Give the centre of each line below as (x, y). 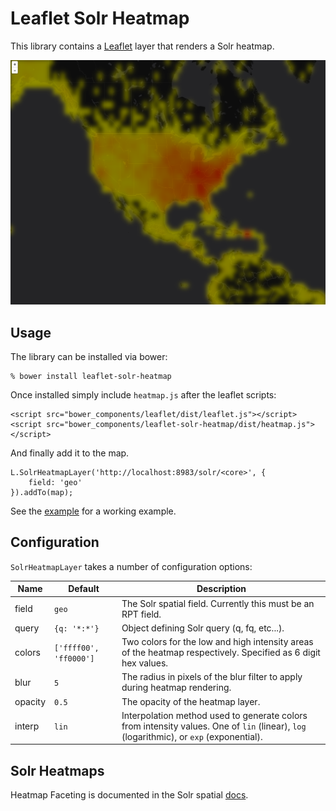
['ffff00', (77, 648)
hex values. (145, 663)
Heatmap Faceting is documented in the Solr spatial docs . (129, 795)
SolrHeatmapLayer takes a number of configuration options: (131, 566)
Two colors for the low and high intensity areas (217, 642)
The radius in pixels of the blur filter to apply (212, 677)
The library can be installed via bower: (89, 357)
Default (84, 589)
